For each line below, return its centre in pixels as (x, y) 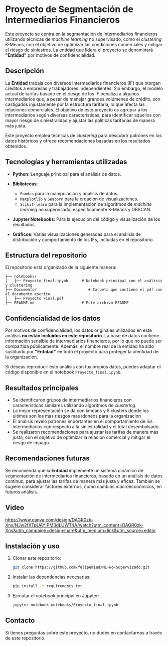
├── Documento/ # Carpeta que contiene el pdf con (84, 290)
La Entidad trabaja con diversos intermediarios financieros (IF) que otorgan (83, 83)
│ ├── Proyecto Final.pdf (35, 299)
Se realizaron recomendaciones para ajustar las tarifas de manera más (86, 432)
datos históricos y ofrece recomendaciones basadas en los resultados (78, 141)
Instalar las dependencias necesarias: (52, 577)
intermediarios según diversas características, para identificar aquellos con (83, 115)
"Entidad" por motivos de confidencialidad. (50, 55)
